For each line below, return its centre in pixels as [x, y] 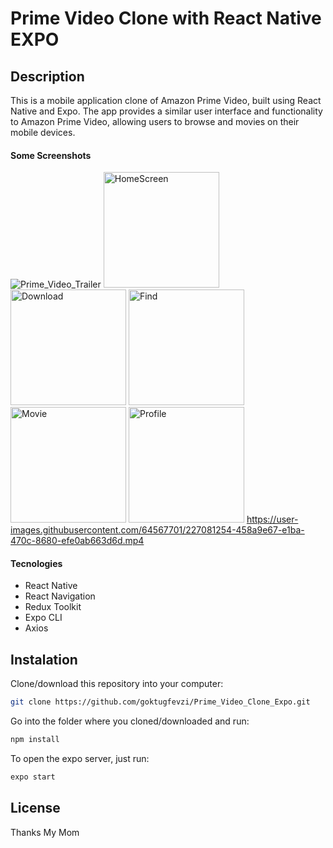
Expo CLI [43, 618]
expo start [33, 777]
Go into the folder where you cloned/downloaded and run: [130, 721]
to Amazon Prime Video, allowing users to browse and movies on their [155, 121]
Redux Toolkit [53, 607]
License [35, 808]
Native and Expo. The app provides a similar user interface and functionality [166, 111]
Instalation [44, 659]
